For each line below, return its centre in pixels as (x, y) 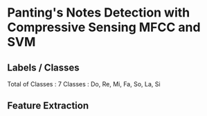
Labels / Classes (43, 67)
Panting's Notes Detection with (99, 13)
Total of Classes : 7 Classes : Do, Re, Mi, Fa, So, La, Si (84, 84)
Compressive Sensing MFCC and (104, 27)
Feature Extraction (48, 106)
